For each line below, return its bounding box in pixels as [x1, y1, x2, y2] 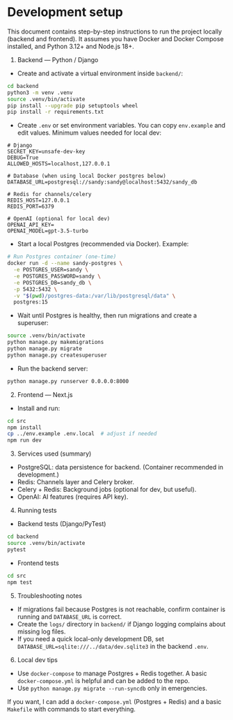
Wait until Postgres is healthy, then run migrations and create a [17, 311, 197, 320]
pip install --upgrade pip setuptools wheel [7, 102, 138, 109]
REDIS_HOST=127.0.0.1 [7, 197, 70, 204]
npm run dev [7, 437, 42, 444]
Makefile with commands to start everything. [7, 705, 136, 713]
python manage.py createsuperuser [7, 352, 108, 359]
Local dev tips [17, 655, 58, 663]
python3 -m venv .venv [7, 89, 73, 96]
